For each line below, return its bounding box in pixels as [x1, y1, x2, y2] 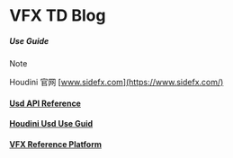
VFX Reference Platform [9, 138, 102, 149]
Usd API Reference [9, 98, 81, 109]
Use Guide [9, 35, 49, 46]
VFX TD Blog [9, 5, 106, 26]
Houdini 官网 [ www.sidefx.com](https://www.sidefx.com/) [9, 77, 224, 88]
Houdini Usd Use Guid [9, 118, 94, 129]
